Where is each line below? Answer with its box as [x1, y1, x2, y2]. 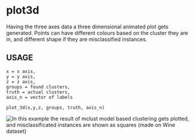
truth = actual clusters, [6, 89, 70, 95]
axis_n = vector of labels [6, 94, 73, 100]
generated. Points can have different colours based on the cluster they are [6, 29, 188, 36]
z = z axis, [6, 79, 36, 84]
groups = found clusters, [6, 84, 70, 90]
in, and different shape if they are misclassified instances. [6, 35, 147, 43]
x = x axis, [6, 69, 36, 74]
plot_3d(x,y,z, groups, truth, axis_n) [6, 105, 105, 110]
